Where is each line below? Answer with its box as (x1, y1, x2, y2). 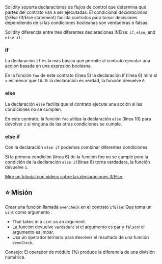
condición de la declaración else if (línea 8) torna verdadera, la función (5, 159, 151, 165)
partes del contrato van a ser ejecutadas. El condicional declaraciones (5, 9, 148, 15)
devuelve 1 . (5, 164, 28, 170)
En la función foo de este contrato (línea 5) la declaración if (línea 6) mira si (5, 72, 157, 78)
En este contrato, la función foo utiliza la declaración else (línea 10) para (5, 116, 151, 121)
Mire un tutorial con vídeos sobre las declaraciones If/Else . (5, 173, 125, 179)
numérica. (5, 254, 26, 260)
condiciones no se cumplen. (5, 106, 62, 112)
